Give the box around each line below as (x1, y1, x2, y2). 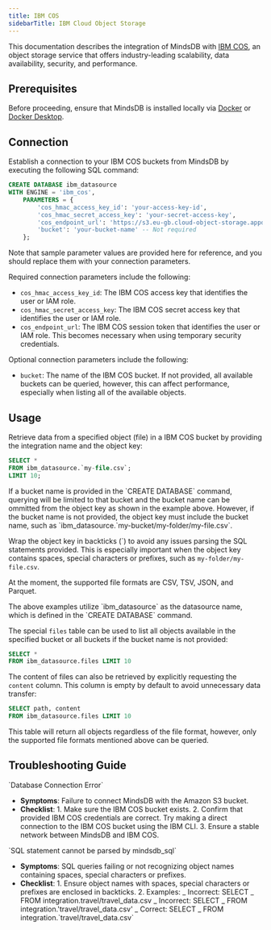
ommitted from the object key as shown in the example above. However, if (8, 503, 255, 513)
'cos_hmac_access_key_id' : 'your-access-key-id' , (37, 203, 207, 211)
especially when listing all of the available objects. (19, 388, 187, 398)
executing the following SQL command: (8, 165, 140, 175)
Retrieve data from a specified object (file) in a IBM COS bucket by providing (8, 432, 262, 442)
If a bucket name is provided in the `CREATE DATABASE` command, (8, 486, 232, 496)
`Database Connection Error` (8, 780, 104, 790)
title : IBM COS (8, 11, 60, 20)
